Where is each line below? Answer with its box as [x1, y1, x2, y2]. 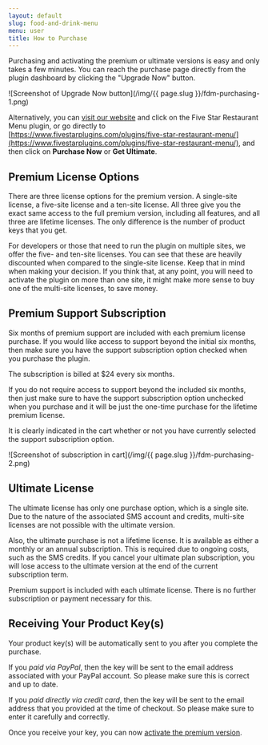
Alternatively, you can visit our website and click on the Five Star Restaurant [8, 113, 258, 123]
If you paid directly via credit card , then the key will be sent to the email [8, 694, 245, 704]
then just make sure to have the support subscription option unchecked [8, 393, 244, 403]
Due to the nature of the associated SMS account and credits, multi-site [8, 511, 245, 521]
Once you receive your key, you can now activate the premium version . [8, 727, 242, 737]
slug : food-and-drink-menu [8, 19, 98, 27]
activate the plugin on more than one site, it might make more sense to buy [8, 275, 255, 285]
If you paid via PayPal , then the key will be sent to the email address [8, 662, 234, 672]
